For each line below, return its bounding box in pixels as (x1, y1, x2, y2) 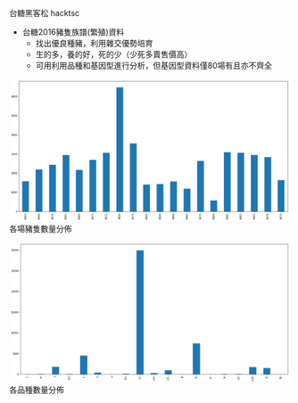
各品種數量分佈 (9, 384, 64, 395)
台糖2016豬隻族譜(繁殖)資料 (21, 27, 125, 37)
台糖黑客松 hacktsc (9, 8, 80, 18)
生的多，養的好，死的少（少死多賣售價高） (35, 49, 193, 60)
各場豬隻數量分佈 (9, 224, 72, 234)
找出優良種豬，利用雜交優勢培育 (35, 38, 153, 48)
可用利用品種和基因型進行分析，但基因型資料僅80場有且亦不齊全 (35, 61, 273, 70)
